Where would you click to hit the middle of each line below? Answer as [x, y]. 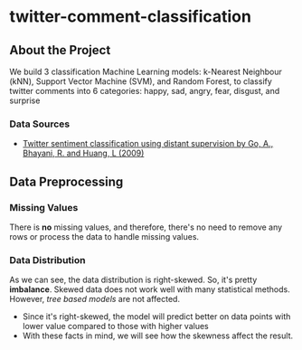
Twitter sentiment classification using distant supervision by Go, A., [148, 144]
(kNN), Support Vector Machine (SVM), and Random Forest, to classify [141, 81]
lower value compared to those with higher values [116, 326]
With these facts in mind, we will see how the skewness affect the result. [158, 336]
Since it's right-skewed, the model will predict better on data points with [156, 317]
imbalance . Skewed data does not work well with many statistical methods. [150, 289]
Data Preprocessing [66, 181]
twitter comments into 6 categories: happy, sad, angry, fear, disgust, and [145, 91]
